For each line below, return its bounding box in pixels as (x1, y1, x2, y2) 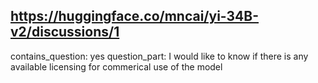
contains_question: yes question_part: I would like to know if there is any (10, 50, 309, 62)
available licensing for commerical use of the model (10, 60, 223, 73)
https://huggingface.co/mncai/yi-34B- (10, 8, 260, 25)
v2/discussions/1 (10, 24, 120, 41)
